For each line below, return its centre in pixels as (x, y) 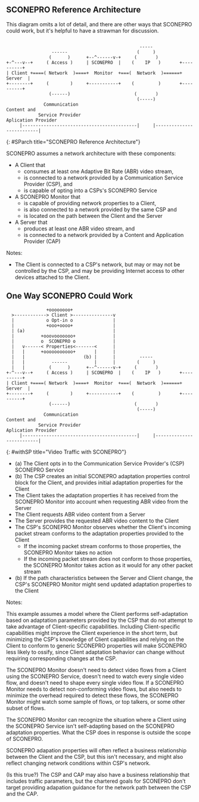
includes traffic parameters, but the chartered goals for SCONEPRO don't (96, 781)
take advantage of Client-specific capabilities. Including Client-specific (93, 626)
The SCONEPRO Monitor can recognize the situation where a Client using (96, 719)
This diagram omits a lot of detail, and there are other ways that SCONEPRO (99, 24)
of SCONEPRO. (25, 739)
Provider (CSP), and (48, 184)
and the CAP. (22, 794)
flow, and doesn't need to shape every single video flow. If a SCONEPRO (95, 682)
